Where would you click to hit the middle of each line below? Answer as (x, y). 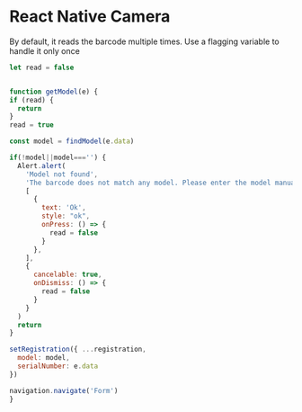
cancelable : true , (67, 275)
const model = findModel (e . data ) (72, 141)
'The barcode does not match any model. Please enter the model (148, 183)
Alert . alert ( (42, 166)
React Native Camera (90, 17)
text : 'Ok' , (64, 208)
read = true (31, 125)
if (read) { (31, 100)
